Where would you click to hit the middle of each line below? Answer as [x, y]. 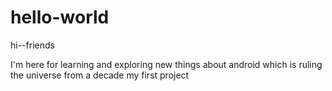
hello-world [60, 17]
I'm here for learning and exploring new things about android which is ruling [166, 64]
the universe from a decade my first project [100, 75]
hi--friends [32, 45]
